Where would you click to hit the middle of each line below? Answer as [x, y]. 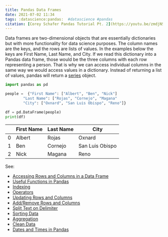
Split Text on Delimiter [35, 208]
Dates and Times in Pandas [40, 229]
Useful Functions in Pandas [40, 181]
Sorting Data [25, 213]
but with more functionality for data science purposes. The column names [81, 44]
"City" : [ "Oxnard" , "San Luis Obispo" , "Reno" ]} [75, 103]
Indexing [21, 187]
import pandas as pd [27, 85]
